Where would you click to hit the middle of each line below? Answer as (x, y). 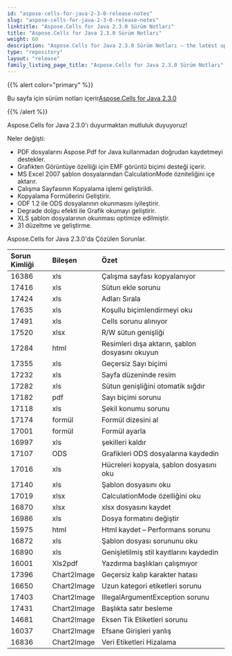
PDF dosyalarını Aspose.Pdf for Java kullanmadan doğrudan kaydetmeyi (120, 152)
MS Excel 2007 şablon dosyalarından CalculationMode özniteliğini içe (116, 174)
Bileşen (65, 260)
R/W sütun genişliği (133, 332)
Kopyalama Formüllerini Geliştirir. (64, 196)
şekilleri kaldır (124, 442)
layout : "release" (33, 59)
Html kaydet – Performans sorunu (156, 529)
